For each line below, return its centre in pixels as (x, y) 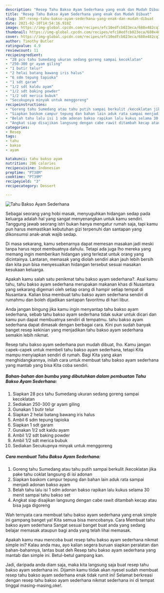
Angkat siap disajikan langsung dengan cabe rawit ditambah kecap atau (85, 500)
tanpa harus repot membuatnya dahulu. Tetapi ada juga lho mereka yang (78, 249)
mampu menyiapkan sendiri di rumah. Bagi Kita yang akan (64, 355)
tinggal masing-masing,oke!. (34, 585)
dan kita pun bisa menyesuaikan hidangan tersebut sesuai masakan (73, 264)
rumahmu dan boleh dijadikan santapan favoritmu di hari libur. (67, 300)
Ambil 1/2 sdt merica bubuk (40, 440)
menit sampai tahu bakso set (41, 495)
